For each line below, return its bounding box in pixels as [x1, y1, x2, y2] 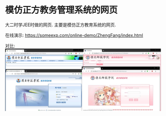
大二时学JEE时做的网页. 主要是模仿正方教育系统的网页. [5, 22, 116, 28]
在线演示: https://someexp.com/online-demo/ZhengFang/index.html [5, 32, 143, 38]
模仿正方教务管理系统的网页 [5, 4, 118, 16]
